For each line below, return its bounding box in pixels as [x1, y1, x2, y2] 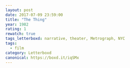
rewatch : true [5, 31, 36, 36]
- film [10, 46, 24, 51]
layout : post [5, 7, 33, 13]
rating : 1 [5, 27, 27, 32]
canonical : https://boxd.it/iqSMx [5, 55, 80, 60]
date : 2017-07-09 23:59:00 [5, 12, 63, 17]
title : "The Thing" [5, 17, 47, 22]
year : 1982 [5, 21, 29, 27]
